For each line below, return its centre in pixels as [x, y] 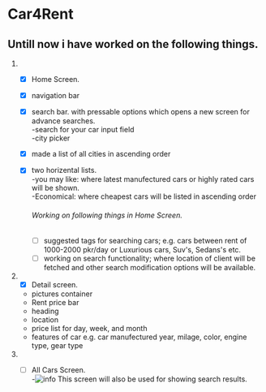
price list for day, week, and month [89, 328]
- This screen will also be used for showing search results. [139, 379]
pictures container [62, 294]
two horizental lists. [64, 170]
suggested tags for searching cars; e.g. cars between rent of [145, 240]
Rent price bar [55, 302]
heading [45, 311]
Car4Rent [41, 14]
